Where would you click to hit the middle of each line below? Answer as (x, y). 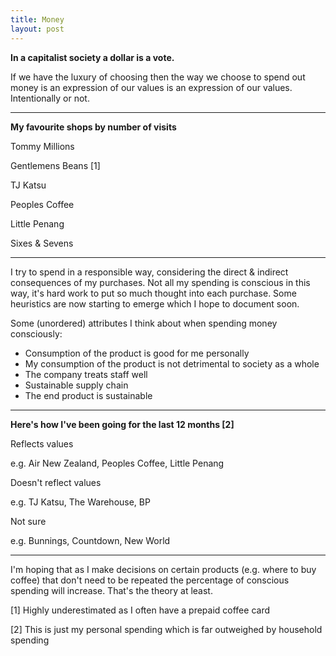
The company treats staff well (86, 374)
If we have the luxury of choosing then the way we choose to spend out (158, 77)
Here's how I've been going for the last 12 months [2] (122, 424)
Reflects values (42, 443)
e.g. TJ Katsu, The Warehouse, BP (80, 502)
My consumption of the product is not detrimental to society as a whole (172, 363)
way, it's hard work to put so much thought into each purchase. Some (153, 293)
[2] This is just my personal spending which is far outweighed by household (166, 629)
